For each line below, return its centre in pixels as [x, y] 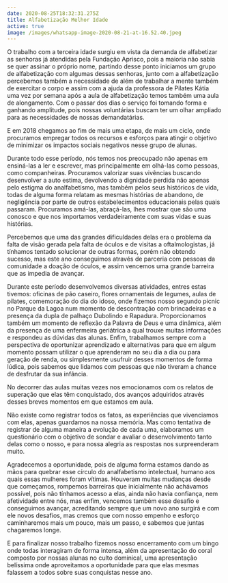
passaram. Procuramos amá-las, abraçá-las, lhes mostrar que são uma [107, 209]
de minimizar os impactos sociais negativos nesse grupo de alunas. [102, 145]
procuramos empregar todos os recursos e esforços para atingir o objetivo [112, 138]
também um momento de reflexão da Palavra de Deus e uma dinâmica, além [114, 323]
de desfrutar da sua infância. [48, 374]
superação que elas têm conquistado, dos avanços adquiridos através [106, 395]
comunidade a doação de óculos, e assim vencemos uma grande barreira [111, 266]
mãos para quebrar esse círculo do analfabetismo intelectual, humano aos [111, 472]
